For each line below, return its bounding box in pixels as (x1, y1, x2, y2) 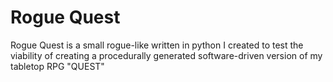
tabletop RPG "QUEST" (10, 60, 105, 72)
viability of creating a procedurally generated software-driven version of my (10, 49, 323, 61)
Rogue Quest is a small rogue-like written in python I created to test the (10, 39, 304, 51)
